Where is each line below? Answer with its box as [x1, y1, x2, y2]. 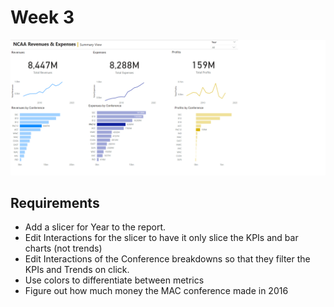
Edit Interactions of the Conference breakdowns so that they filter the [24, 253, 311, 265]
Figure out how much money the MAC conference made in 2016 [24, 285, 289, 297]
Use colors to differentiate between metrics [24, 274, 205, 286]
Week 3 [10, 6, 75, 29]
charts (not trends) [24, 242, 103, 255]
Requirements [10, 194, 100, 211]
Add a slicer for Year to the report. [24, 221, 167, 233]
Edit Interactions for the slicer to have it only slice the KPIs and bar [24, 232, 299, 244]
